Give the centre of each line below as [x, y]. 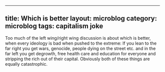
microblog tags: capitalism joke [54, 26]
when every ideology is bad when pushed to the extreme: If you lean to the [81, 43]
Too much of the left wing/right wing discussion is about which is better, [78, 38]
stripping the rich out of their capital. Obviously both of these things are [78, 59]
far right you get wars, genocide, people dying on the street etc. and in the [81, 48]
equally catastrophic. [26, 64]
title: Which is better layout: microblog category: [81, 18]
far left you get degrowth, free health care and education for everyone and [81, 53]
